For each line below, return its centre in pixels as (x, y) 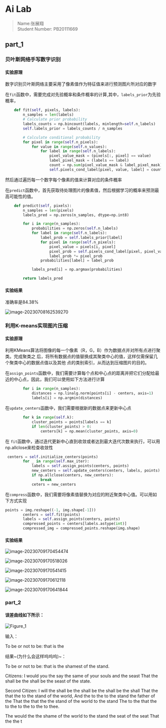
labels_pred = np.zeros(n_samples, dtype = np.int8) (76, 215)
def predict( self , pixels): (43, 206)
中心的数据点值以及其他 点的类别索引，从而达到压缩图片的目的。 (83, 363)
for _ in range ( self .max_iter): (56, 461)
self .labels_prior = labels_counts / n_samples (73, 128)
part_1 (14, 45)
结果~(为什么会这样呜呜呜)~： (36, 656)
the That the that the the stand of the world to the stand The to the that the (81, 701)
